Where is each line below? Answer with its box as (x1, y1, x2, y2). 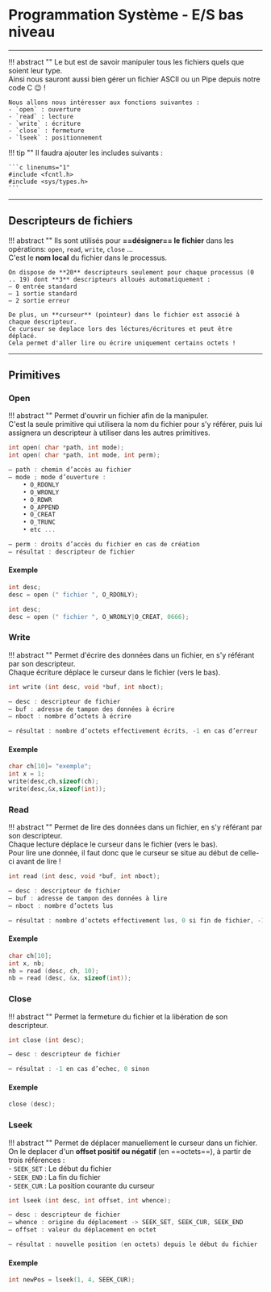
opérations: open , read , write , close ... (8, 244, 134, 253)
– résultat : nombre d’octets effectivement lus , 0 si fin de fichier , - (8, 916, 262, 925)
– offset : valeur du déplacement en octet (8, 1226, 157, 1234)
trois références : (8, 1155, 65, 1164)
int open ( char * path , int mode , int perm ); (8, 451, 161, 459)
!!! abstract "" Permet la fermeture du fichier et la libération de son (8, 1011, 228, 1022)
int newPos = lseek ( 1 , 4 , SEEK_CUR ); (8, 1276, 135, 1284)
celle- (240, 848, 260, 858)
